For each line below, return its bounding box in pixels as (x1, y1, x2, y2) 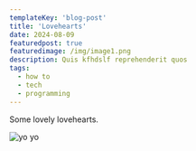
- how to (17, 72, 51, 81)
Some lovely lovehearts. (9, 114, 99, 125)
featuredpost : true (9, 38, 83, 48)
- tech (17, 80, 42, 90)
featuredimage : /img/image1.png (9, 47, 131, 56)
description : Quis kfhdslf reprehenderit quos (9, 55, 188, 64)
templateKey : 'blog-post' (9, 13, 107, 23)
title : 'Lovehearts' (9, 22, 88, 31)
